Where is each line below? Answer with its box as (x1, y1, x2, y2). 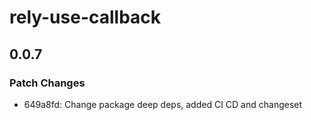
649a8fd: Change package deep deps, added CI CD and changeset (23, 98, 303, 110)
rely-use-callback (9, 6, 162, 29)
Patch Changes (9, 76, 86, 90)
